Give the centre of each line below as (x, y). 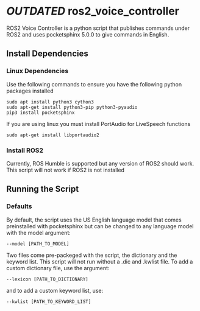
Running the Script (43, 189)
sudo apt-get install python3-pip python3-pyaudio (72, 107)
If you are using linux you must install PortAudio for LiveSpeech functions (98, 124)
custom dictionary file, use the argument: (58, 268)
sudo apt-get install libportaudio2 (53, 135)
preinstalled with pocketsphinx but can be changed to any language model (100, 226)
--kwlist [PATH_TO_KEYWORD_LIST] (49, 302)
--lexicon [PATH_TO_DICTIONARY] (47, 279)
